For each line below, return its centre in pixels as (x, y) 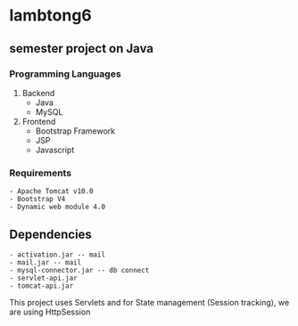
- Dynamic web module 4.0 (57, 207)
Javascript (55, 150)
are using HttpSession (50, 312)
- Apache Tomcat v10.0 (51, 192)
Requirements (41, 173)
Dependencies (50, 234)
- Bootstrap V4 (37, 200)
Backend (38, 93)
